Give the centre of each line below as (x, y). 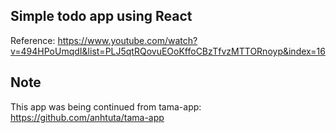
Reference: (33, 40)
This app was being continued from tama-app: (106, 106)
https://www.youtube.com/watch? (127, 40)
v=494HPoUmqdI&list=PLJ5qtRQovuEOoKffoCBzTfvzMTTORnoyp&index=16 (168, 51)
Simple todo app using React (101, 16)
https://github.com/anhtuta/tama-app (87, 117)
